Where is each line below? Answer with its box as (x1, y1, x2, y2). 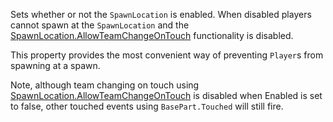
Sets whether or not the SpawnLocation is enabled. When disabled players (10, 9, 312, 20)
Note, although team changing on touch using (10, 79, 200, 91)
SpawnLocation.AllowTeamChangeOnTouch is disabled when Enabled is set (10, 90, 323, 101)
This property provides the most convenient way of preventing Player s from (10, 49, 324, 61)
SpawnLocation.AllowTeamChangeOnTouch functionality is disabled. (10, 30, 294, 41)
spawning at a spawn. (10, 60, 101, 71)
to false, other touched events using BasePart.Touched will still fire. (10, 100, 284, 112)
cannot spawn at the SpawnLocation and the (10, 19, 190, 31)
